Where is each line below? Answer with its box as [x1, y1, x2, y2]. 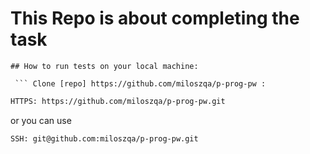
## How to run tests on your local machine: [10, 61, 199, 71]
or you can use [10, 114, 72, 126]
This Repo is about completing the [10, 7, 300, 30]
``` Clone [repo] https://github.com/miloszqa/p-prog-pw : [14, 78, 267, 89]
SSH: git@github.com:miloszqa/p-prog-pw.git [10, 133, 199, 144]
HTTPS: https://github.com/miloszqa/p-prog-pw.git [10, 96, 226, 106]
